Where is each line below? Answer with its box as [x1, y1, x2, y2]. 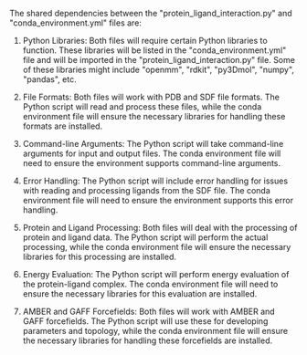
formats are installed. [22, 120, 103, 131]
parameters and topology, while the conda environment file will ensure [22, 326, 289, 336]
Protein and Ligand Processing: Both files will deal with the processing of [22, 223, 298, 233]
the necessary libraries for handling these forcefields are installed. [22, 335, 272, 346]
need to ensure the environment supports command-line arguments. [22, 158, 281, 168]
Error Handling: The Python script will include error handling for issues [22, 175, 289, 186]
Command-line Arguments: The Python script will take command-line [22, 139, 284, 149]
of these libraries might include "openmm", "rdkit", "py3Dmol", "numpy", [22, 64, 295, 75]
